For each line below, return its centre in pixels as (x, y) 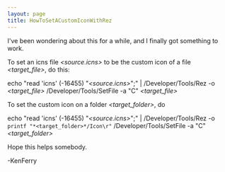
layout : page (27, 14)
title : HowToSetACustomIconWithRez (60, 21)
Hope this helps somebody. (47, 147)
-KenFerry (22, 161)
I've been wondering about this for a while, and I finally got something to (113, 40)
